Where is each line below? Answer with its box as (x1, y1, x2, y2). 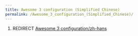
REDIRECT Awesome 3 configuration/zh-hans (12, 25, 107, 31)
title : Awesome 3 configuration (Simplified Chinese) (5, 7, 120, 12)
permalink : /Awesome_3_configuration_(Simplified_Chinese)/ (5, 12, 134, 17)
